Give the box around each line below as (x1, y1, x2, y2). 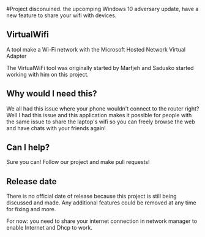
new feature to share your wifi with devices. (6, 12, 117, 19)
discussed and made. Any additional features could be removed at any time (6, 199, 197, 206)
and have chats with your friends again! (6, 124, 106, 131)
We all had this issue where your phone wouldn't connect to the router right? (6, 104, 199, 112)
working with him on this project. (6, 71, 89, 78)
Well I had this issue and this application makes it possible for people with (6, 111, 192, 118)
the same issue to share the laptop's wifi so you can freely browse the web (6, 118, 195, 125)
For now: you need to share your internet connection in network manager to (6, 217, 198, 225)
